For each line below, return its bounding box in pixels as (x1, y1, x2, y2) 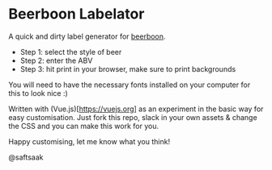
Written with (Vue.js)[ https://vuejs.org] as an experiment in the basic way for (8, 104, 264, 114)
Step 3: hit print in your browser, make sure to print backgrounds (19, 64, 236, 73)
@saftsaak (8, 152, 44, 162)
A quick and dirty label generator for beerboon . (8, 31, 166, 41)
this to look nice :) (8, 88, 69, 97)
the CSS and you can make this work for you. (8, 121, 159, 131)
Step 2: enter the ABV (19, 56, 93, 65)
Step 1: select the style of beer (19, 47, 122, 56)
